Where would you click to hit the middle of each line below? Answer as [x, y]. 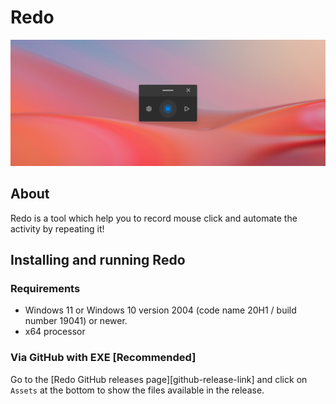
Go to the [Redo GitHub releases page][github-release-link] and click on [159, 379]
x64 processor [55, 332]
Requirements [45, 288]
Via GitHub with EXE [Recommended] [103, 358]
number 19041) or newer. [76, 321]
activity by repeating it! [57, 228]
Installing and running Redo [98, 259]
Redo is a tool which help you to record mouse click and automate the [154, 218]
